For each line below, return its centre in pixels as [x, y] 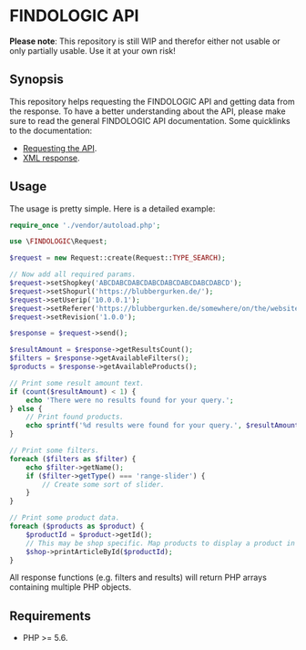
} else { [26, 408]
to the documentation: [51, 130]
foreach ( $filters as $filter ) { [73, 459]
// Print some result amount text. [77, 383]
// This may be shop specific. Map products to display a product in [161, 543]
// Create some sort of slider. [104, 484]
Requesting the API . [60, 148]
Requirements [50, 616]
